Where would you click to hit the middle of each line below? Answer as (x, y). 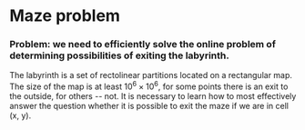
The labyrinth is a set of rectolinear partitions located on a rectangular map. (151, 75)
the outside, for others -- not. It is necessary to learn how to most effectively (153, 96)
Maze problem (65, 16)
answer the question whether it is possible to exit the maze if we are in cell (149, 106)
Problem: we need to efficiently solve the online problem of (142, 45)
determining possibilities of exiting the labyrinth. (119, 55)
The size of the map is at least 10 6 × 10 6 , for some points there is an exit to (149, 85)
